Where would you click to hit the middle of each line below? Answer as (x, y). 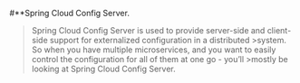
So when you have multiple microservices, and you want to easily (154, 50)
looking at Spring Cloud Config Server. (103, 69)
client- (279, 30)
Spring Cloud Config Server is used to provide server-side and (148, 30)
